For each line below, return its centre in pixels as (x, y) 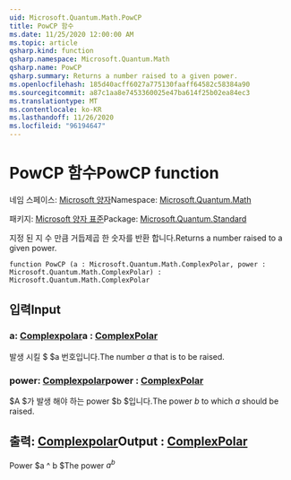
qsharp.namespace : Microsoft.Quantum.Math (90, 59)
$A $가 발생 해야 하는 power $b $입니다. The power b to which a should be (144, 401)
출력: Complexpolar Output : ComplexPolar (128, 442)
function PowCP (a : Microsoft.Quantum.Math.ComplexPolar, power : (138, 264)
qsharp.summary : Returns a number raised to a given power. (124, 76)
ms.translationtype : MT (54, 101)
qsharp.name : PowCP (46, 68)
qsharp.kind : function (51, 51)
